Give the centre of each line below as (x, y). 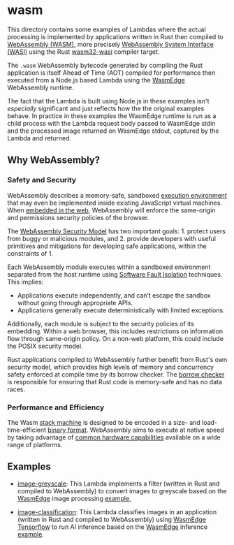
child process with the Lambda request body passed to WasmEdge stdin (111, 123)
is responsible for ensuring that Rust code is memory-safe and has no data (115, 381)
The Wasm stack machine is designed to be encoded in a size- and (104, 422)
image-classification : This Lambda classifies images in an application (117, 511)
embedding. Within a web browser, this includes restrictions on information (115, 331)
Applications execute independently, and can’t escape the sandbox (114, 295)
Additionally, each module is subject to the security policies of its (101, 324)
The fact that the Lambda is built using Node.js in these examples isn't (108, 101)
